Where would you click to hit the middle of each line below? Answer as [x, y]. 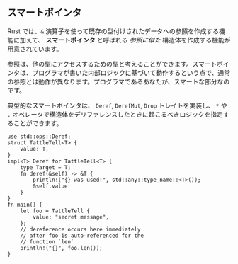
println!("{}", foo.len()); [61, 248]
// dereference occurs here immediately [80, 229]
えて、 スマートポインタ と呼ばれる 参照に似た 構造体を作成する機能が [128, 40]
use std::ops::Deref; [39, 137]
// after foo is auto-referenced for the [82, 236]
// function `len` [47, 242]
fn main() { [25, 205]
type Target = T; [46, 167]
